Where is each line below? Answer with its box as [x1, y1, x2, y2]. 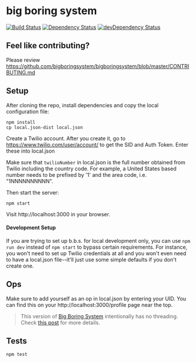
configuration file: [6, 108, 49, 115]
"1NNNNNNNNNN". [6, 177, 54, 184]
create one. [6, 262, 34, 269]
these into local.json [6, 147, 55, 154]
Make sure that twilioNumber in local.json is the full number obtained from [6, 159, 186, 166]
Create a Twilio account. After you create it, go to [6, 134, 126, 142]
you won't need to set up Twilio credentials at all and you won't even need [6, 249, 187, 257]
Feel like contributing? [6, 41, 90, 51]
